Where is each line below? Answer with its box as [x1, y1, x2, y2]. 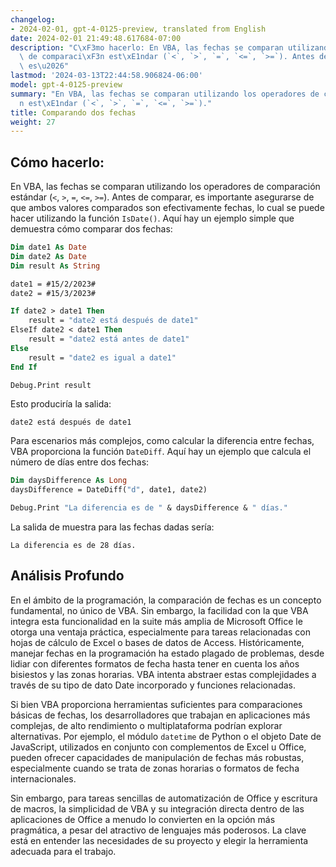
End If [10, 362, 38, 372]
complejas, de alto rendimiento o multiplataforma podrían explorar [10, 719, 283, 731]
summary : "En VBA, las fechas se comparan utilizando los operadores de [10, 89, 320, 99]
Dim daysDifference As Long [10, 476, 128, 486]
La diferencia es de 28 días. [10, 541, 137, 551]
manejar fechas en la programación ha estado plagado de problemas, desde [10, 647, 325, 659]
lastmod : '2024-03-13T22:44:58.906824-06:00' [10, 71, 203, 81]
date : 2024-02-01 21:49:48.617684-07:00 [10, 33, 182, 43]
